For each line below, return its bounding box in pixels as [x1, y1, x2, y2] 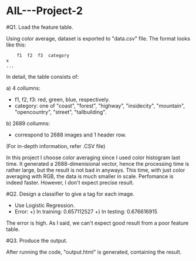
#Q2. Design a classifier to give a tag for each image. [6, 190, 135, 198]
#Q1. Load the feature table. [6, 24, 73, 31]
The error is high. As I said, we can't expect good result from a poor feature [6, 219, 189, 226]
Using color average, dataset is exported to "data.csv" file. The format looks [6, 35, 191, 42]
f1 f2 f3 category [16, 52, 69, 58]
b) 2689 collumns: [6, 119, 50, 127]
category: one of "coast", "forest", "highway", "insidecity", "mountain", [14, 102, 185, 109]
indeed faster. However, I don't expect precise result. [6, 179, 134, 186]
